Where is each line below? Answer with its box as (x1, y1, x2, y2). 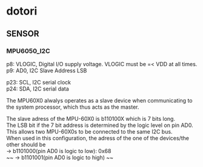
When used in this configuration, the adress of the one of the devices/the (6, 134, 190, 141)
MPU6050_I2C (6, 47, 50, 55)
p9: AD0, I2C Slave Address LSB (6, 67, 87, 74)
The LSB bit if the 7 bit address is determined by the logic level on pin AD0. (6, 121, 193, 129)
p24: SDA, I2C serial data (6, 85, 70, 92)
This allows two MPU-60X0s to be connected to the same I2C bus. (6, 128, 173, 135)
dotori (6, 4, 38, 18)
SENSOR (6, 29, 39, 39)
